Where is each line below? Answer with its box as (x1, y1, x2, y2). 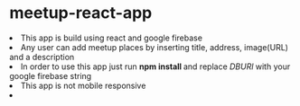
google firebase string (9, 70, 92, 81)
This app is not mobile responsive (21, 80, 146, 91)
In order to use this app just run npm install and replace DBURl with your (21, 61, 291, 72)
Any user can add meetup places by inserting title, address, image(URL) (21, 41, 289, 52)
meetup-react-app (9, 3, 153, 23)
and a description (9, 51, 75, 62)
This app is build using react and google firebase (21, 32, 203, 43)
